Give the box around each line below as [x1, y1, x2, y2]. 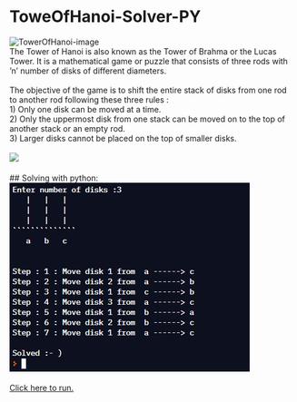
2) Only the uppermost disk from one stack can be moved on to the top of [9, 113, 286, 124]
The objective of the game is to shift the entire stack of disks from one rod [9, 84, 288, 95]
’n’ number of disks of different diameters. [9, 65, 167, 76]
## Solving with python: [9, 172, 99, 183]
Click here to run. [9, 382, 74, 393]
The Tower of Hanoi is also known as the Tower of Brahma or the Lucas [9, 45, 277, 56]
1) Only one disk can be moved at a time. [9, 103, 162, 114]
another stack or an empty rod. [9, 123, 125, 133]
